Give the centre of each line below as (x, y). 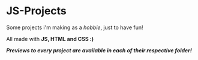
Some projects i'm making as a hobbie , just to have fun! (75, 27)
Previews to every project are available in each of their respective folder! (99, 50)
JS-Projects (37, 11)
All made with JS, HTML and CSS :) (50, 39)
